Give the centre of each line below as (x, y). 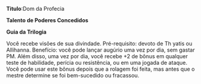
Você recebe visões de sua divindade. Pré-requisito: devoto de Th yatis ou (99, 43)
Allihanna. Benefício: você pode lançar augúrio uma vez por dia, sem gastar (100, 50)
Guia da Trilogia (26, 32)
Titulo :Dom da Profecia (35, 9)
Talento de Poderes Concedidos (48, 20)
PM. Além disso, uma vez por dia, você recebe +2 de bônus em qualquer (97, 56)
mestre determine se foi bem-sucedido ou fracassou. (73, 75)
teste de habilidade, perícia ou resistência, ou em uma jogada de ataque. (97, 63)
